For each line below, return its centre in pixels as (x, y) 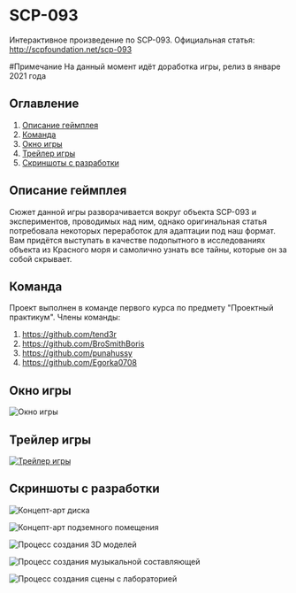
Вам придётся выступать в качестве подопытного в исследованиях (137, 240)
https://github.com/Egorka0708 (79, 363)
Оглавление (44, 104)
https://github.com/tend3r (69, 335)
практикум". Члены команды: (65, 317)
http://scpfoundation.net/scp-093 (71, 49)
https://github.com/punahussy (77, 353)
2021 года (28, 75)
